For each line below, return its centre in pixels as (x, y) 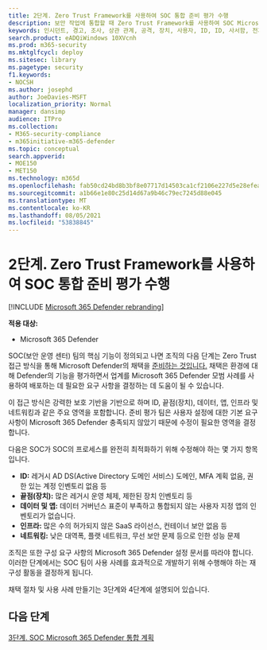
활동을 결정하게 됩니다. (58, 573)
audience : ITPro (35, 119)
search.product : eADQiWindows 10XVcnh (72, 38)
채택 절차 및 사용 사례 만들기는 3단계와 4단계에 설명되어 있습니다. (109, 590)
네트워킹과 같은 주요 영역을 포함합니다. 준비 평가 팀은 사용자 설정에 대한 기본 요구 (133, 413)
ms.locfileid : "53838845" (51, 223)
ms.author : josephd (41, 90)
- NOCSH (21, 82)
